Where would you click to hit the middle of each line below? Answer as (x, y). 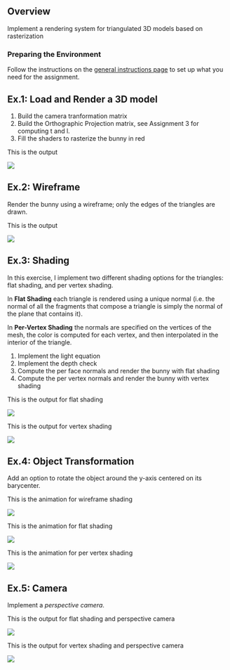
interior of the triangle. (40, 342)
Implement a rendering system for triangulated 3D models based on (105, 28)
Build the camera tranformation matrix (72, 116)
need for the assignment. (43, 77)
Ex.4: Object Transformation (71, 461)
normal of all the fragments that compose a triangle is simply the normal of (115, 306)
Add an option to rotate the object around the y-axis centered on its (104, 478)
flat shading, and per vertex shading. (60, 285)
